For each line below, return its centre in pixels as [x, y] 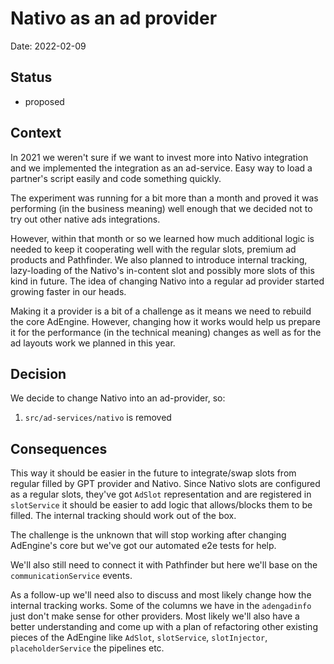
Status [31, 77]
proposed [44, 101]
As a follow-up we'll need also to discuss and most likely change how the [161, 595]
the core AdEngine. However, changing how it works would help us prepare [165, 321]
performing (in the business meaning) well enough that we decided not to [161, 208]
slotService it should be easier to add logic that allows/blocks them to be [161, 505]
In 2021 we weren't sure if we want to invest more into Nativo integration [159, 157]
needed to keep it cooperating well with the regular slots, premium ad [153, 249]
